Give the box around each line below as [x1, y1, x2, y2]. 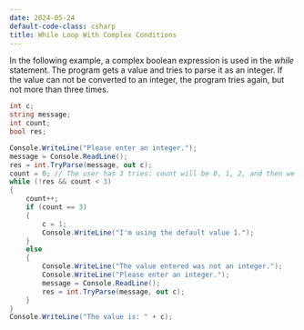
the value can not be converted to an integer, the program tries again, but [9, 75, 285, 85]
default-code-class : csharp [9, 22, 117, 31]
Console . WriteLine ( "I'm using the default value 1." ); [42, 228, 255, 237]
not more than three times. [9, 84, 109, 95]
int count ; [9, 119, 51, 128]
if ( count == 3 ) [25, 203, 88, 212]
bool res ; [9, 127, 47, 136]
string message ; [9, 110, 71, 119]
